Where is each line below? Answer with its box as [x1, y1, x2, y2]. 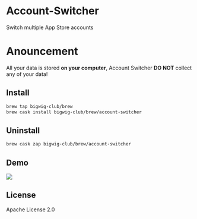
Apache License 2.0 [6, 206, 55, 213]
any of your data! [6, 70, 48, 78]
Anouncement [6, 45, 78, 58]
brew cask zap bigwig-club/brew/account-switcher [6, 141, 132, 147]
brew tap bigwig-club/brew [6, 103, 73, 109]
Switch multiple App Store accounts [6, 24, 94, 31]
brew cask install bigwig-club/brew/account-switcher [6, 109, 142, 115]
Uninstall [6, 125, 40, 135]
